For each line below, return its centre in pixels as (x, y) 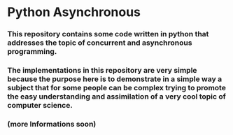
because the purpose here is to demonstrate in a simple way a (115, 79)
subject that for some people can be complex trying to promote (116, 88)
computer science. (40, 106)
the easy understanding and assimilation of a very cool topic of (116, 97)
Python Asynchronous (74, 12)
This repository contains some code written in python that (108, 34)
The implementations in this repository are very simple (102, 71)
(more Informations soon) (52, 124)
